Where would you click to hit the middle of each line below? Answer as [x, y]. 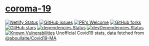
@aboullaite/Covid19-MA [31, 38]
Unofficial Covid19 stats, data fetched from [100, 33]
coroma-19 [28, 9]
